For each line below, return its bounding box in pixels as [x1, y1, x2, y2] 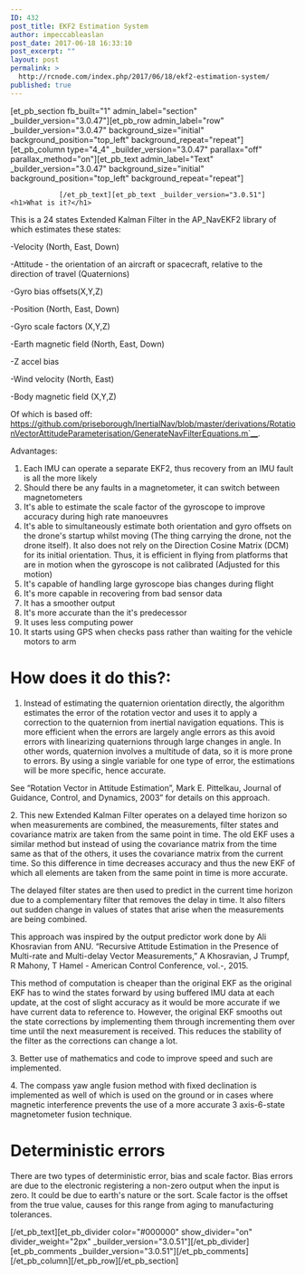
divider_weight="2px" [10, 1236, 91, 1247]
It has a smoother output [23, 597, 116, 608]
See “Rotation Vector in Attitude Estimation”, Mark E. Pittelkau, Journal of [10, 782, 281, 793]
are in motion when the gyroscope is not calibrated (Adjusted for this [23, 558, 281, 570]
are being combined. [10, 913, 88, 924]
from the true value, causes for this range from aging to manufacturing [10, 1199, 274, 1210]
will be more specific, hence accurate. [23, 765, 167, 775]
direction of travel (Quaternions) [10, 268, 130, 279]
